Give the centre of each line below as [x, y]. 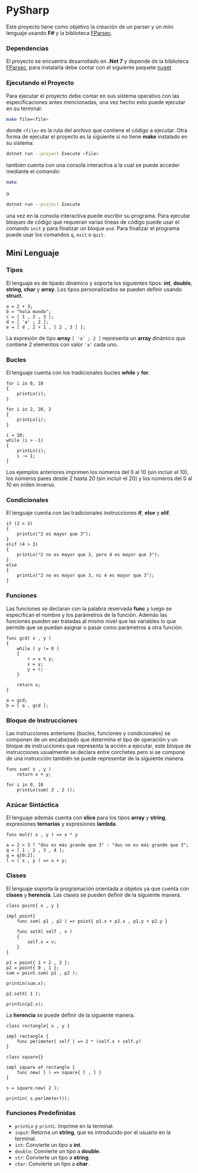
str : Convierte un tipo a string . [52, 1157]
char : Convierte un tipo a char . [52, 1164]
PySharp [28, 10]
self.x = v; [42, 942]
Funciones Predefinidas [41, 1113]
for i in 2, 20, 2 [29, 410]
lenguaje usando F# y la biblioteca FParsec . [59, 33]
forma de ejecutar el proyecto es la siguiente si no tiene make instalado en [97, 137]
